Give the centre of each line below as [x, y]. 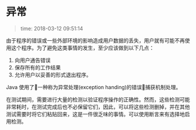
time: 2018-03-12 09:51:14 [52, 28]
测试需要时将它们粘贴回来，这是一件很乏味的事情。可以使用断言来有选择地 [95, 114]
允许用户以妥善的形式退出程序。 [53, 75]
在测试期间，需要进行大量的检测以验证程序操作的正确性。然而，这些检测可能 [98, 99]
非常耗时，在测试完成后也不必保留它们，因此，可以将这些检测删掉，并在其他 [98, 107]
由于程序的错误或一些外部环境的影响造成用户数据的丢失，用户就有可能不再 [95, 40]
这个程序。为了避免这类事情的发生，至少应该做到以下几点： [83, 48]
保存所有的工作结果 [38, 67]
